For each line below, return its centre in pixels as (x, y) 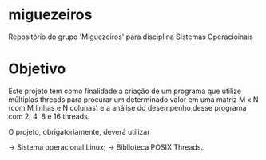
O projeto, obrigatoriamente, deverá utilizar (79, 131)
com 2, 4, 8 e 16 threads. (49, 116)
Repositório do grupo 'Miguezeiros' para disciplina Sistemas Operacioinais (131, 37)
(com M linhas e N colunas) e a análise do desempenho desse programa (127, 107)
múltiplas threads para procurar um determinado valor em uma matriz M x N (133, 99)
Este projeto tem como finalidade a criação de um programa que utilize (125, 91)
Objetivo (37, 69)
